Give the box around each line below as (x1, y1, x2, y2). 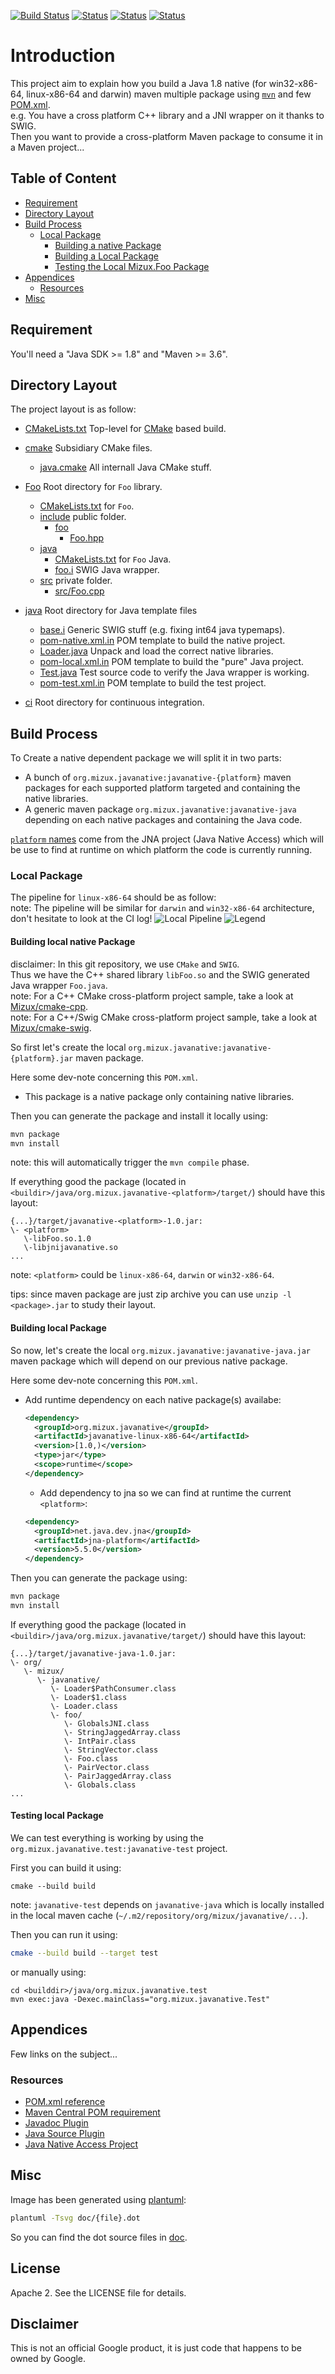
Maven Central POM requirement (24, 2106, 161, 2119)
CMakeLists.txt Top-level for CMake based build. (24, 423, 227, 435)
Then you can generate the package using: (10, 1572, 188, 1584)
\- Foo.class (63, 1753, 118, 1764)
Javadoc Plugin (24, 2117, 89, 2129)
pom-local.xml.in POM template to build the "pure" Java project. (39, 656, 304, 668)
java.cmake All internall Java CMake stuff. (39, 461, 212, 474)
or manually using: (10, 1966, 87, 1978)
